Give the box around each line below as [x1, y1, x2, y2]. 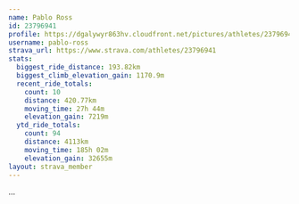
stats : [8, 54, 33, 63]
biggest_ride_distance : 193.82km [16, 63, 141, 72]
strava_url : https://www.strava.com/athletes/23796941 [8, 46, 217, 55]
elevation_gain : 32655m [24, 153, 113, 163]
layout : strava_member [8, 162, 93, 171]
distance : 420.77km [24, 95, 97, 105]
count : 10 [24, 87, 62, 96]
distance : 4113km [24, 137, 89, 146]
